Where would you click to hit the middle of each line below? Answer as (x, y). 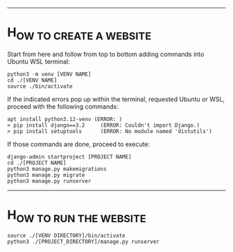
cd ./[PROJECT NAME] (37, 163)
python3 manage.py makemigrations (57, 169)
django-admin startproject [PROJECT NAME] (69, 156)
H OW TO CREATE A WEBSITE (79, 34)
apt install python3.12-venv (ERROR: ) (65, 119)
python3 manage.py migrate (46, 175)
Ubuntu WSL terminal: (39, 61)
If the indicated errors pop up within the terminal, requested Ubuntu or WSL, (116, 99)
